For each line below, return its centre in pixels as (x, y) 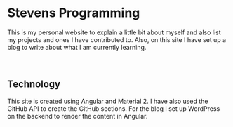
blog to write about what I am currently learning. (77, 47)
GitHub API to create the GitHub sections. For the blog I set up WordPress (114, 108)
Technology (34, 85)
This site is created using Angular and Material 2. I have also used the (108, 101)
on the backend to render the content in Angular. (78, 116)
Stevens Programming (74, 13)
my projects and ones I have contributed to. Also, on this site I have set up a (117, 39)
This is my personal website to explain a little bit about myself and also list (114, 32)
